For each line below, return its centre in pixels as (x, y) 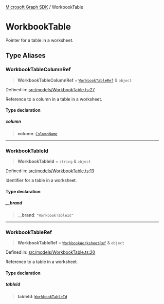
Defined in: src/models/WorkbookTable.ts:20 (50, 252)
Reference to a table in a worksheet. (42, 262)
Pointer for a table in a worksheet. (39, 40)
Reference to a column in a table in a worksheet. (54, 99)
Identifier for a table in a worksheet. (41, 181)
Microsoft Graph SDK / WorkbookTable (45, 7)
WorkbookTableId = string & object (54, 162)
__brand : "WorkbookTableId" (46, 215)
